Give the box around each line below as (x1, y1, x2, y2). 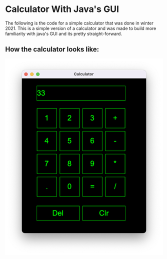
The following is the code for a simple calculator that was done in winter (5, 20, 153, 26)
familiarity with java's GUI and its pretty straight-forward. (5, 30, 122, 36)
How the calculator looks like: (5, 45, 99, 53)
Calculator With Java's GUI (5, 3, 119, 15)
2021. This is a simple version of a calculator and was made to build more (5, 25, 156, 31)
